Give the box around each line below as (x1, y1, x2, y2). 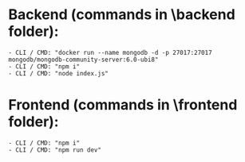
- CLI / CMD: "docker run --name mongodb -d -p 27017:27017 (8, 48, 213, 56)
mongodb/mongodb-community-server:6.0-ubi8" (8, 56, 159, 64)
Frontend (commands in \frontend (8, 96, 238, 114)
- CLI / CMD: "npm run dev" (8, 145, 102, 154)
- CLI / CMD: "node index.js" (8, 69, 109, 77)
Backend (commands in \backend (8, 6, 235, 24)
